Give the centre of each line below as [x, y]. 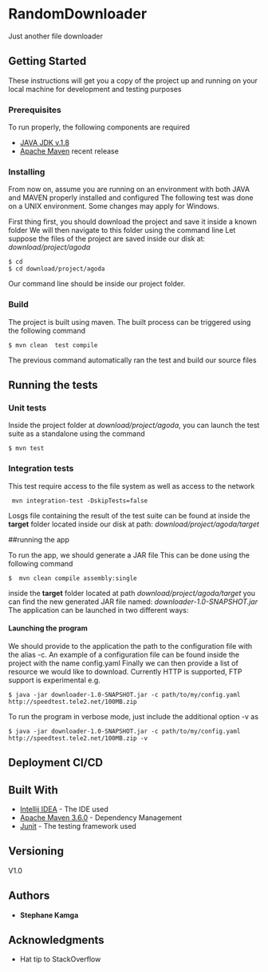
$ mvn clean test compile [53, 345]
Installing [27, 171]
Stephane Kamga [49, 915]
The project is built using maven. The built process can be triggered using [130, 322]
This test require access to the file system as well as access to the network [132, 486]
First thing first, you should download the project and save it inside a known [132, 222]
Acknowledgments [57, 940]
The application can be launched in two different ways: [99, 610]
